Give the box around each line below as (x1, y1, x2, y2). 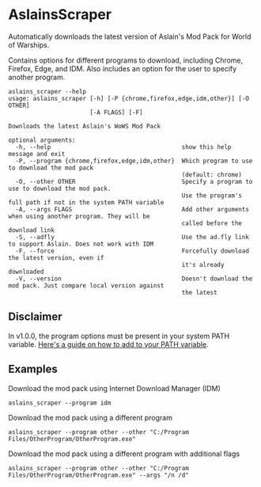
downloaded (8, 268, 44, 276)
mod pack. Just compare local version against (8, 281, 165, 290)
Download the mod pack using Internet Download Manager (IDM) (8, 383, 221, 393)
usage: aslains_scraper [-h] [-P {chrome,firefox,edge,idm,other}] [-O (8, 94, 249, 102)
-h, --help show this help (15, 143, 232, 151)
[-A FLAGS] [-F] (89, 108, 144, 116)
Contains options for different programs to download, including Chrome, (8, 55, 244, 65)
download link (8, 226, 55, 234)
